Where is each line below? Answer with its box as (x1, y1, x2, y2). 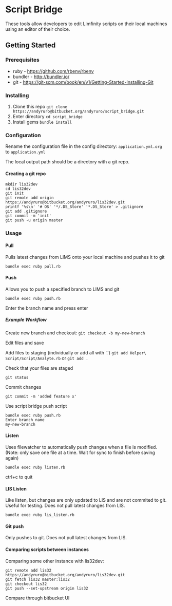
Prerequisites (5, 56, 40, 64)
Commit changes (5, 384, 42, 390)
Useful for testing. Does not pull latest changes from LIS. (5, 502, 125, 509)
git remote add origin (5, 195, 54, 201)
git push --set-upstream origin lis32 (5, 585, 88, 591)
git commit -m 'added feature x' (5, 394, 77, 399)
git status (5, 375, 29, 380)
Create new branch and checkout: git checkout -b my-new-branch (5, 330, 145, 336)
